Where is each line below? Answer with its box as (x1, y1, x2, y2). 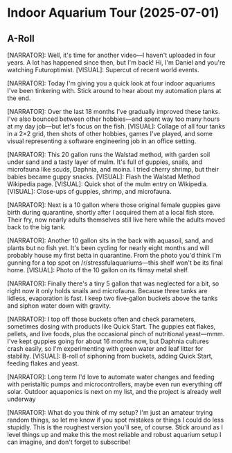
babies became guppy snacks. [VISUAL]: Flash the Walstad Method (7, 172, 200, 181)
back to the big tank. (7, 223, 66, 231)
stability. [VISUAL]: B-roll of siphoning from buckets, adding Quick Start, (7, 352, 213, 360)
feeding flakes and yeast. (7, 359, 80, 368)
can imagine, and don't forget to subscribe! (7, 438, 131, 446)
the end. (7, 94, 31, 102)
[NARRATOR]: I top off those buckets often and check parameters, (7, 315, 196, 323)
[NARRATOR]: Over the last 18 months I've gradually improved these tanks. (7, 108, 220, 115)
